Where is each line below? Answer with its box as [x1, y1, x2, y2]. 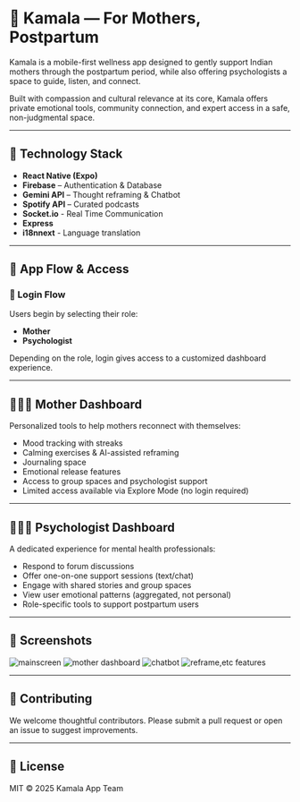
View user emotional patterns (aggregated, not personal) [21, 590, 232, 601]
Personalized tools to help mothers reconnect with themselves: [9, 421, 241, 431]
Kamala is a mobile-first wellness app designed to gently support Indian [9, 56, 273, 67]
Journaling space [21, 456, 87, 468]
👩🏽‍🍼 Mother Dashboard [9, 397, 143, 412]
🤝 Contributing [9, 691, 93, 706]
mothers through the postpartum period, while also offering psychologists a [9, 66, 287, 77]
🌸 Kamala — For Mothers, [9, 8, 201, 29]
